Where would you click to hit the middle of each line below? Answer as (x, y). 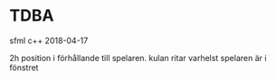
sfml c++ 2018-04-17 (49, 40)
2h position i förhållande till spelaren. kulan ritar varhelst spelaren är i (138, 58)
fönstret (24, 67)
